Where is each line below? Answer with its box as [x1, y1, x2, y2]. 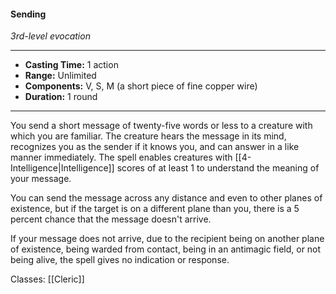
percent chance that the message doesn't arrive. [10, 213, 212, 225]
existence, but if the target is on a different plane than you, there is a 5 [10, 203, 300, 215]
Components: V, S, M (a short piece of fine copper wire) [24, 80, 258, 92]
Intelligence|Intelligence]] [10, 162, 115, 174]
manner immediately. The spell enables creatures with [10, 151, 233, 164]
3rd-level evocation [10, 30, 91, 42]
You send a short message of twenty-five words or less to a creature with [10, 120, 313, 132]
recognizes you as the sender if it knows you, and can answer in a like [10, 141, 300, 153]
